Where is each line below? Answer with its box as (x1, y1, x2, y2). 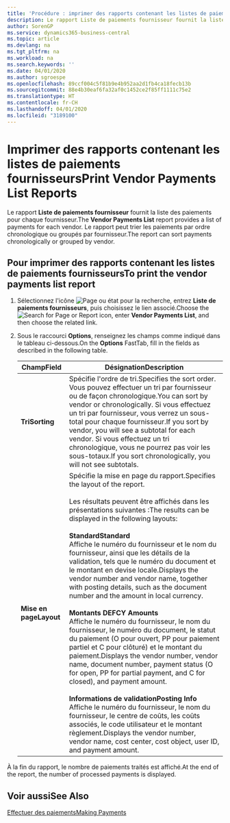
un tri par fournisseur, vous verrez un (68, 409, 188, 418)
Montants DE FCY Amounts (68, 608, 159, 618)
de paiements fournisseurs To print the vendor (7, 267, 207, 279)
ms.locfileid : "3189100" (7, 112, 78, 119)
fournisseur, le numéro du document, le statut (68, 625, 216, 635)
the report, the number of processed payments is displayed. (7, 770, 177, 778)
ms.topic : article (7, 36, 60, 43)
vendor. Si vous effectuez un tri (68, 434, 170, 444)
